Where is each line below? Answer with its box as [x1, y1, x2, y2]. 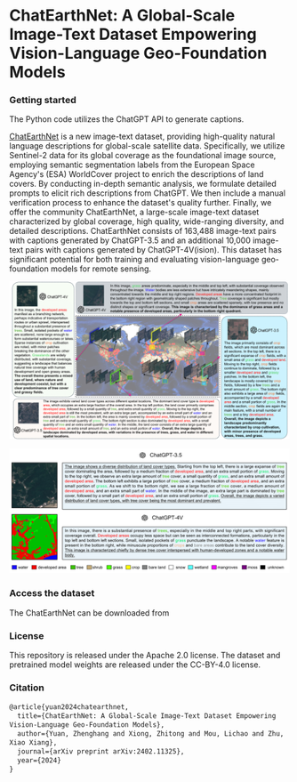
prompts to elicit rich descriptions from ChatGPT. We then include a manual [9, 188, 286, 198]
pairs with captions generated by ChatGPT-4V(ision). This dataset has [25, 245, 283, 255]
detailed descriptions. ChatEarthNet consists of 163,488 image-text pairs [9, 226, 277, 237]
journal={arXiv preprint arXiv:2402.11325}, [17, 747, 185, 756]
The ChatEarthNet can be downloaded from [9, 607, 170, 618]
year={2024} [17, 756, 62, 765]
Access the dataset [9, 587, 95, 600]
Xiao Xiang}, [9, 738, 58, 747]
